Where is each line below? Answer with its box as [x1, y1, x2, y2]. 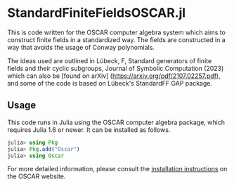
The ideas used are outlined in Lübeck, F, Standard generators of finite [7, 56, 212, 65]
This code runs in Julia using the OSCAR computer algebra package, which [7, 118, 225, 126]
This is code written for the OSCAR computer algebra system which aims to [7, 28, 226, 36]
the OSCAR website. [7, 172, 66, 180]
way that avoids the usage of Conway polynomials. [7, 43, 155, 51]
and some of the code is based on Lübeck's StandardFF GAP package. [7, 79, 213, 87]
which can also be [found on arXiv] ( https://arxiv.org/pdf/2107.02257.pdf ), [7, 72, 221, 80]
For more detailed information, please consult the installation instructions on [7, 165, 228, 173]
